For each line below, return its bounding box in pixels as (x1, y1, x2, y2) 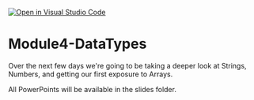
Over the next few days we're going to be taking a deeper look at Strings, (8, 61, 247, 70)
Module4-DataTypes (8, 35, 147, 53)
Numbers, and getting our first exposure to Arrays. (8, 69, 173, 79)
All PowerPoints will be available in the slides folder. (8, 84, 176, 94)
